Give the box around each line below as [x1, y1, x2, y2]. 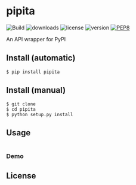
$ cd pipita [6, 106, 36, 112]
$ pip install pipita [6, 69, 60, 75]
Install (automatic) [6, 53, 76, 63]
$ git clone [6, 101, 36, 107]
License [6, 171, 36, 181]
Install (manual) [6, 85, 66, 95]
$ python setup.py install [6, 111, 73, 117]
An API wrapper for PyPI [6, 35, 66, 43]
